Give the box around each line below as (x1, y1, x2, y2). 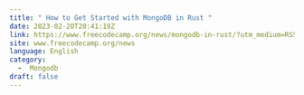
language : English (9, 47, 79, 56)
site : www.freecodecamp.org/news (9, 38, 136, 48)
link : (9, 30, 30, 39)
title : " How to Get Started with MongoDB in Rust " (9, 13, 213, 23)
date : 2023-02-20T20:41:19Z (9, 22, 116, 31)
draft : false (9, 72, 59, 81)
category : (9, 55, 47, 64)
